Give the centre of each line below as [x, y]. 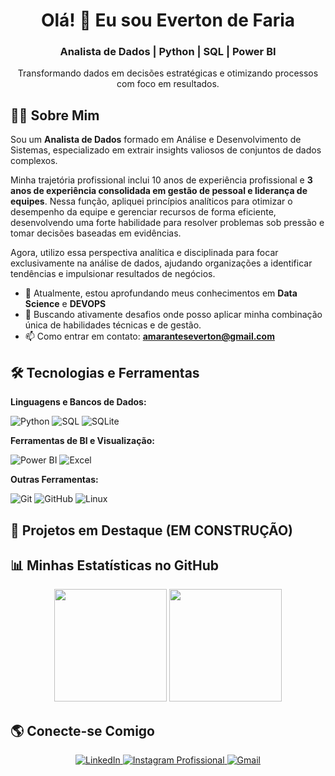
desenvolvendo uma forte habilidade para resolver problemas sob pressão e [167, 223]
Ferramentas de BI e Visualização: [82, 441]
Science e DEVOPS [65, 304]
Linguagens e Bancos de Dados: [78, 402]
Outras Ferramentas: [54, 480]
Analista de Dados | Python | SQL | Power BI [168, 52]
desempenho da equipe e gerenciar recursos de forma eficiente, [143, 212]
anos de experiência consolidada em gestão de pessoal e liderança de [159, 191]
